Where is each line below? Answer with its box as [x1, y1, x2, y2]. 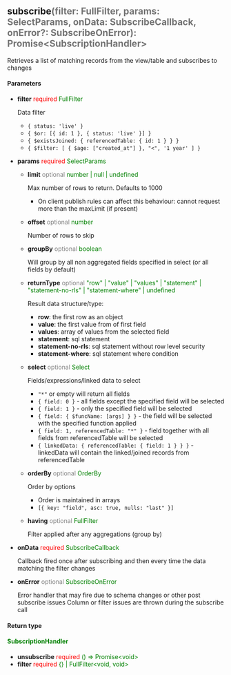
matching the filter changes [17, 564, 96, 573]
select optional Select [27, 363, 90, 372]
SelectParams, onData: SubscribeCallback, [7, 17, 197, 28]
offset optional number [27, 218, 94, 227]
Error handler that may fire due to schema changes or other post [17, 591, 201, 600]
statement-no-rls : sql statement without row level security [37, 342, 205, 351]
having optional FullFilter [27, 517, 99, 525]
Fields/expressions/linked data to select [27, 377, 141, 385]
